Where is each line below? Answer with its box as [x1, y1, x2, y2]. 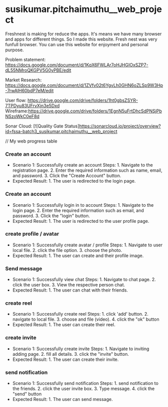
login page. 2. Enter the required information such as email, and [12, 207, 144, 213]
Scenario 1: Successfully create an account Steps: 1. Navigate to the [12, 162, 153, 168]
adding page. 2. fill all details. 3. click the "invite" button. [12, 351, 129, 357]
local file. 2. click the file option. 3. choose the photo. [12, 247, 122, 253]
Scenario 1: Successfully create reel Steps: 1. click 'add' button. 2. [12, 311, 149, 317]
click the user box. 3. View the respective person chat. [12, 282, 125, 288]
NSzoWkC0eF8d [5, 113, 40, 119]
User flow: [5, 97, 27, 103]
